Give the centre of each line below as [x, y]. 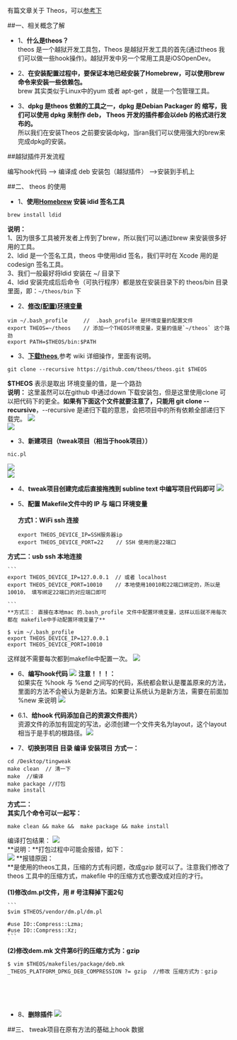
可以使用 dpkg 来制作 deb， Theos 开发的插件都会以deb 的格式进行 [122, 115]
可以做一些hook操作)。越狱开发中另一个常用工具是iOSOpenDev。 [119, 58]
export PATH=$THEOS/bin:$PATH [52, 342]
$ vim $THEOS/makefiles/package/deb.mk [66, 964]
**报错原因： [35, 858]
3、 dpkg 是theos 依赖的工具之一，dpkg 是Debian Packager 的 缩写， [119, 106]
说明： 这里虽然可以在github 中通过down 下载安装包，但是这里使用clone [113, 392]
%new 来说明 [37, 700]
